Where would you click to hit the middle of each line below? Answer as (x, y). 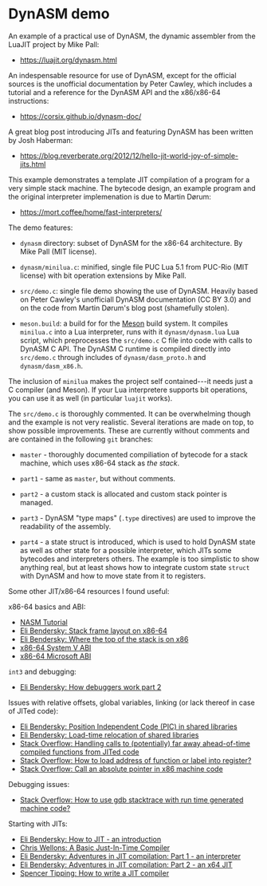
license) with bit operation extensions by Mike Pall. (103, 275)
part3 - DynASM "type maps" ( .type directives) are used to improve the (138, 518)
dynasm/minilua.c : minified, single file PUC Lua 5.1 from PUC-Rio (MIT (134, 267)
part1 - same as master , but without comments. (98, 478)
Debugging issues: (39, 784)
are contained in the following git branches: (81, 439)
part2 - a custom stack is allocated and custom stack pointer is (123, 494)
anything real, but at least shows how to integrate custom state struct (135, 567)
